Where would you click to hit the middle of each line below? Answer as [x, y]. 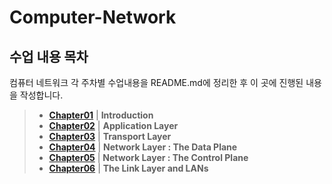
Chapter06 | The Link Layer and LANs [128, 168]
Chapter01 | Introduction [101, 115]
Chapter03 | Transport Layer [110, 136]
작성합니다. [41, 95]
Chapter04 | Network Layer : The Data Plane [143, 147]
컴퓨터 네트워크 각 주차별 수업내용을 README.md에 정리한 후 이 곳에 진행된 [156, 82]
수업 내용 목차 [49, 56]
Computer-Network [93, 17]
